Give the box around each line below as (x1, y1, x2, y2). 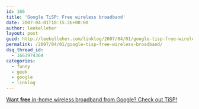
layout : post (6, 31, 38, 37)
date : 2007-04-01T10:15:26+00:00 (6, 19, 89, 25)
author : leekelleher (6, 25, 57, 31)
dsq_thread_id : (6, 47, 44, 53)
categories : (6, 58, 36, 64)
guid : (6, 36, 20, 42)
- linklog (11, 80, 36, 86)
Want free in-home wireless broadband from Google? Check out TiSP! (6, 96, 178, 103)
